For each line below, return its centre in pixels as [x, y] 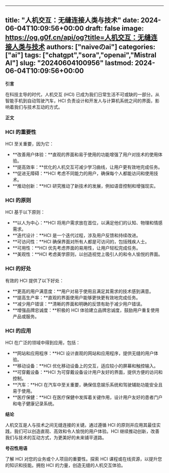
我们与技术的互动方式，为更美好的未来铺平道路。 [56, 438]
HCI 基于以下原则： [25, 212]
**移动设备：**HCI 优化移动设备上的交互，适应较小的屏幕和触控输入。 [85, 366]
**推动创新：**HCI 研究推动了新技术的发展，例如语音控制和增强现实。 [85, 186]
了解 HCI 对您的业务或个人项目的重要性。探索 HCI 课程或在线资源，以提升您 [84, 459]
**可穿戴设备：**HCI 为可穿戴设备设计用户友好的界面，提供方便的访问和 [88, 372]
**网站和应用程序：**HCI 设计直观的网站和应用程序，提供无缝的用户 [83, 353]
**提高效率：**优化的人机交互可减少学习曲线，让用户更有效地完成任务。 [87, 167]
